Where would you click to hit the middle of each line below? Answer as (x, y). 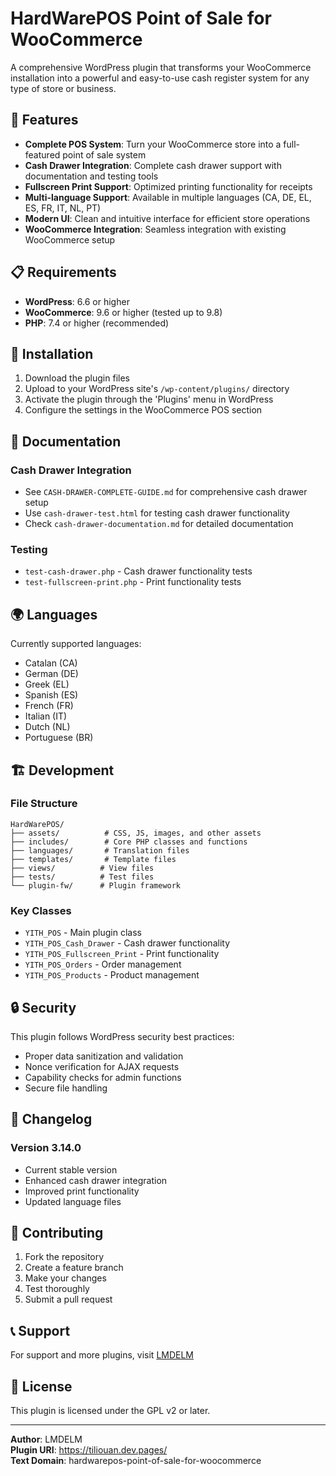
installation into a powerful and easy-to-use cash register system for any (160, 78)
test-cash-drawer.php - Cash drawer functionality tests (138, 571)
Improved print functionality (82, 1191)
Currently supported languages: (76, 644)
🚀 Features (44, 120)
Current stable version (71, 1169)
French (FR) (49, 706)
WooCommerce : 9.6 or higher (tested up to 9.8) (123, 312)
